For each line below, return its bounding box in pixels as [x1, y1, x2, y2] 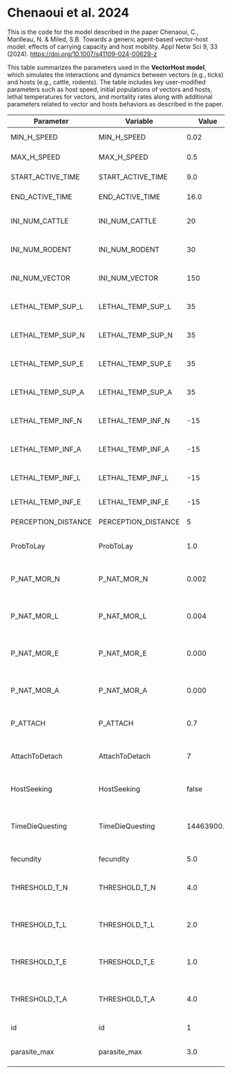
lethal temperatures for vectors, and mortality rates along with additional [7, 92, 213, 101]
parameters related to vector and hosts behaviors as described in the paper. [7, 100, 224, 108]
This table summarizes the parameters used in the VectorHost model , [7, 63, 207, 71]
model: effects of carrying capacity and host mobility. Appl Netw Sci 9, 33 [7, 42, 218, 50]
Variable [125, 116, 153, 126]
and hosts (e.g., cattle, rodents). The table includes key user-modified [7, 77, 206, 86]
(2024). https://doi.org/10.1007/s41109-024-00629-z [7, 50, 157, 58]
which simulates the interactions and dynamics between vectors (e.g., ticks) [7, 71, 224, 79]
